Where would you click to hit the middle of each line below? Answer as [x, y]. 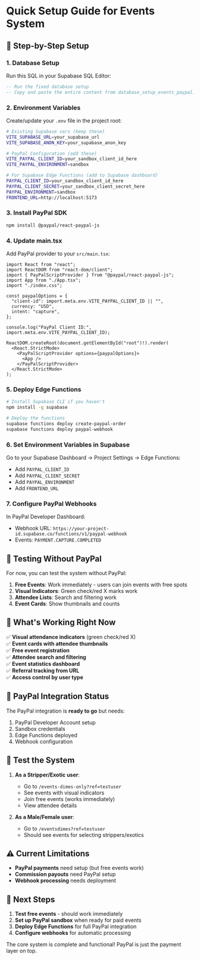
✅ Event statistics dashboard [43, 664]
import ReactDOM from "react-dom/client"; [60, 270]
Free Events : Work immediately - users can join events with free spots [101, 585]
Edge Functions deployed [46, 735]
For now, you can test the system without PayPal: [66, 573]
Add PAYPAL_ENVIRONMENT [45, 482]
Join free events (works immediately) [69, 799]
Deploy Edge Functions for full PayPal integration [76, 927]
